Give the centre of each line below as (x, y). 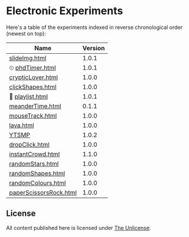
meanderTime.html (35, 106)
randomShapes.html (37, 173)
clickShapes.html (33, 87)
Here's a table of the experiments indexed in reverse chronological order (94, 27)
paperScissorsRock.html (43, 192)
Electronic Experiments (65, 11)
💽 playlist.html (29, 96)
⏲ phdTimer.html (32, 67)
